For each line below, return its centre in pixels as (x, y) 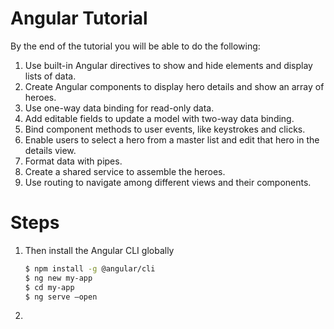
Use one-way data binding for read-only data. (119, 108)
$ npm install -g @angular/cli (90, 268)
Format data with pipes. (73, 161)
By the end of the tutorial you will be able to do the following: (135, 46)
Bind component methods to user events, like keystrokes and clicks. (165, 129)
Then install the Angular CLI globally (99, 250)
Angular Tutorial (79, 18)
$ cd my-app (49, 287)
